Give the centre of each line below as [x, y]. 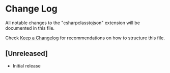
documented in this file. [30, 28]
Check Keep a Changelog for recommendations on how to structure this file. [85, 38]
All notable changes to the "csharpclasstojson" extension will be [73, 23]
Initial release [26, 65]
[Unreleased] [27, 54]
